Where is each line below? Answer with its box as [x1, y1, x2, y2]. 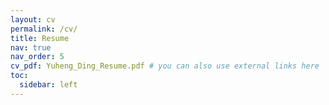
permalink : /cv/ [10, 24, 78, 34]
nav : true [10, 42, 52, 53]
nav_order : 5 [10, 52, 65, 62]
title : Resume [10, 33, 70, 43]
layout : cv [10, 14, 56, 25]
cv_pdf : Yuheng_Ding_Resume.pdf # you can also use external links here [10, 61, 320, 71]
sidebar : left [19, 80, 78, 90]
